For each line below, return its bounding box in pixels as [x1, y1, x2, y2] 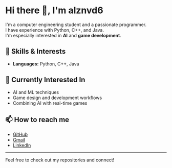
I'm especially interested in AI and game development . [5, 32, 121, 38]
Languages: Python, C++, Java [12, 61, 79, 67]
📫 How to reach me [5, 115, 70, 124]
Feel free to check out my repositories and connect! [5, 157, 115, 163]
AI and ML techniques [12, 89, 59, 95]
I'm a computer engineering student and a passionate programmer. [5, 21, 147, 28]
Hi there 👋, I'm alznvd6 [5, 5, 103, 16]
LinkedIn [12, 142, 31, 149]
